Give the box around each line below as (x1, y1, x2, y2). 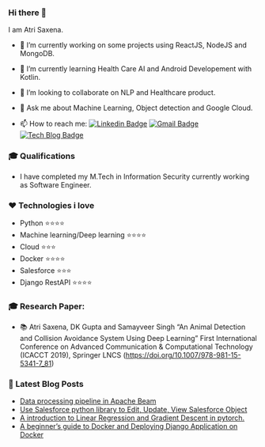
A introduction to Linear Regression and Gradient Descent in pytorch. (19, 413, 245, 422)
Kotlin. (19, 73, 41, 82)
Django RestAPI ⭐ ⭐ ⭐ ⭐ (19, 277, 93, 287)
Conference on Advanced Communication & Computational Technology (19, 342, 253, 351)
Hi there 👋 (8, 7, 47, 18)
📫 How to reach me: (19, 119, 88, 129)
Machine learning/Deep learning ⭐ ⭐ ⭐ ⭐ (19, 229, 146, 240)
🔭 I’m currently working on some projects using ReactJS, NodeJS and (19, 40, 247, 50)
